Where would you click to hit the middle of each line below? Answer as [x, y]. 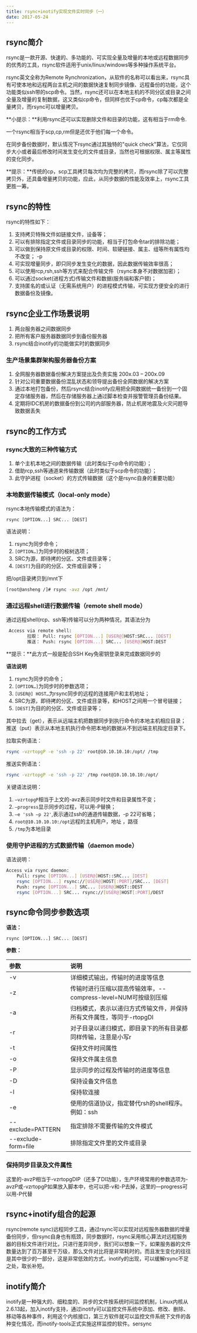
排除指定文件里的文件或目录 [108, 1143]
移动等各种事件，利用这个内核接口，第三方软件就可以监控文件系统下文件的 [96, 1317]
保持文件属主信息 [94, 1059]
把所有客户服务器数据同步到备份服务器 [61, 336]
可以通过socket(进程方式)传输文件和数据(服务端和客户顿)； [86, 279]
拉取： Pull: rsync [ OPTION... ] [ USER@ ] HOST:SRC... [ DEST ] [99, 636]
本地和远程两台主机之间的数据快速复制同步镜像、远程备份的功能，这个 [106, 85]
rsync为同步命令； [37, 544]
